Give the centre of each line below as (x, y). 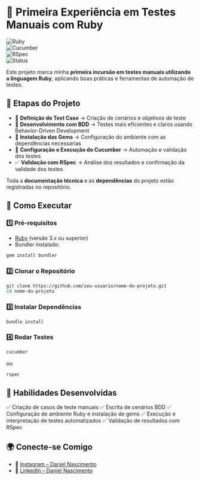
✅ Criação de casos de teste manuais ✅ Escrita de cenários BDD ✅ (89, 407)
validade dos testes (39, 169)
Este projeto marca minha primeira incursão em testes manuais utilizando (99, 72)
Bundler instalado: (37, 245)
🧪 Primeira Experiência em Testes (91, 12)
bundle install (25, 322)
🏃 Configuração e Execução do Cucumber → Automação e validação (101, 149)
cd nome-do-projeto (30, 291)
